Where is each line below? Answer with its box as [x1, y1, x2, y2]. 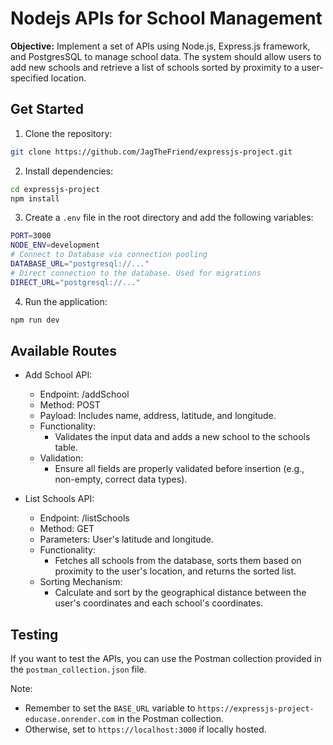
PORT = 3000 [10, 231, 52, 241]
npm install [10, 193, 60, 204]
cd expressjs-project [10, 184, 101, 194]
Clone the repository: [24, 127, 113, 139]
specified [10, 72, 49, 84]
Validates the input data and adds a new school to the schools [54, 431, 311, 443]
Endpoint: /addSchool [39, 388, 130, 401]
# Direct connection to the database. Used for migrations [10, 268, 262, 278]
